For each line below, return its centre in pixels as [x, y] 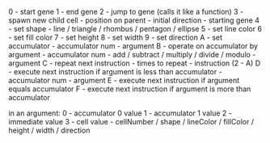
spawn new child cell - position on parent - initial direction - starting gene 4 [134, 20]
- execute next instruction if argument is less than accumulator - [115, 71]
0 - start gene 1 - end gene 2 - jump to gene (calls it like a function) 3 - [126, 12]
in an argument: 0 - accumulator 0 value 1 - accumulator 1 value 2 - [120, 113]
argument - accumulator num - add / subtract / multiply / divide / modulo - [132, 55]
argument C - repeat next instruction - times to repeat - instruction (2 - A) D [135, 63]
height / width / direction [49, 130]
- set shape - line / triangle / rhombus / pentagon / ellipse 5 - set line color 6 [135, 29]
